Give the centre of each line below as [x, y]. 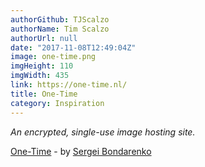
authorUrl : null [44, 38]
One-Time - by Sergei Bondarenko [81, 151]
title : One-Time [44, 94]
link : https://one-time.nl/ [69, 85]
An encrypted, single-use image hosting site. [103, 132]
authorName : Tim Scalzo [60, 29]
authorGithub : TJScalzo [60, 19]
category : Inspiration [57, 103]
